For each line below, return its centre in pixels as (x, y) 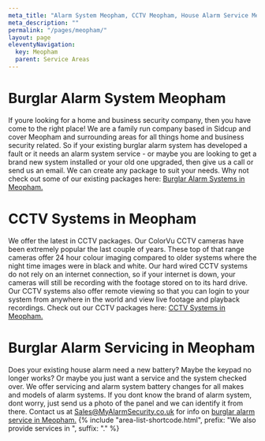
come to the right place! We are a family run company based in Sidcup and (129, 128)
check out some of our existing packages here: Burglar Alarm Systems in (127, 179)
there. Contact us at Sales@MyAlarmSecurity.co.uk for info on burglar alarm (131, 411)
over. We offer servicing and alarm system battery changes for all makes (126, 386)
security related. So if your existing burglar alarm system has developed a (128, 145)
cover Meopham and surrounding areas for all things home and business (126, 137)
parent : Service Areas (52, 60)
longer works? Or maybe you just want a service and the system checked (127, 378)
